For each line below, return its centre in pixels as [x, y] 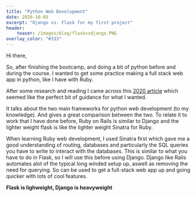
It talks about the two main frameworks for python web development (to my [98, 108]
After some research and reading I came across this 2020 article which [92, 91]
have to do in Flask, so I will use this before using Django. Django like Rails [96, 157]
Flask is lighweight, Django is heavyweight [59, 188]
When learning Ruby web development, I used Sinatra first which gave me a [98, 138]
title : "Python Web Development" [47, 11]
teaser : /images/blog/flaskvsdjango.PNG [67, 34]
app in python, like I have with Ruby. [50, 79]
